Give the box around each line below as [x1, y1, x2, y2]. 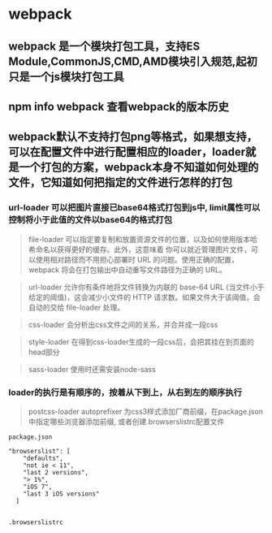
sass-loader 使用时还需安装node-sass [28, 364, 156, 374]
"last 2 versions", [23, 468, 89, 476]
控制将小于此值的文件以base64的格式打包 [8, 214, 173, 226]
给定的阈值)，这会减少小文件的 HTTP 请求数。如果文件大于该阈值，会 [28, 292, 261, 301]
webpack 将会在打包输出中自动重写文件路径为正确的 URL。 [28, 265, 227, 275]
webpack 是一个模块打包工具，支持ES [8, 39, 201, 53]
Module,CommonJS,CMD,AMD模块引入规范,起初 [8, 54, 257, 68]
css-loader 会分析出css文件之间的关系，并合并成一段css [28, 319, 218, 329]
